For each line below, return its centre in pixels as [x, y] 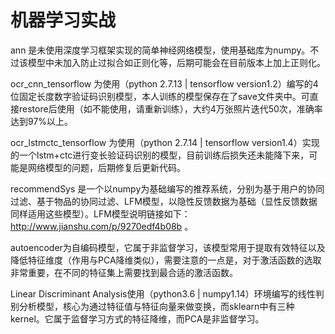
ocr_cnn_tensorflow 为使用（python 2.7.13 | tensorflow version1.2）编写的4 [164, 83]
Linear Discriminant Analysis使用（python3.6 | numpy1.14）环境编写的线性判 [167, 293]
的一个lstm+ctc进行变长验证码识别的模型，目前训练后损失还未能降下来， [160, 155]
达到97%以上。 [42, 121]
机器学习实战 [63, 20]
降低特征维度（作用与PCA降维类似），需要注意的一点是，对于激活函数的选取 [166, 260]
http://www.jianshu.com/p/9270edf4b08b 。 [102, 226]
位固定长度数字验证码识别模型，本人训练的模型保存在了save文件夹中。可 [160, 96]
